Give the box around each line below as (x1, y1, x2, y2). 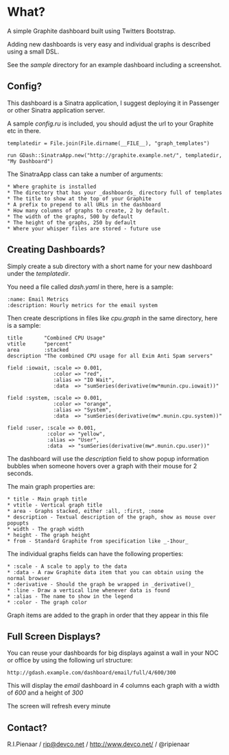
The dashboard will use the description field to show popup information (7, 454, 209, 463)
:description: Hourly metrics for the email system (7, 302, 158, 309)
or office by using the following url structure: (7, 656, 133, 664)
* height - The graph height (7, 531, 91, 538)
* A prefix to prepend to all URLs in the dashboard (7, 201, 161, 208)
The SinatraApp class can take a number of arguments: (7, 169, 163, 178)
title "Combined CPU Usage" (7, 334, 106, 341)
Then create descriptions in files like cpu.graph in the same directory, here (7, 313, 218, 322)
